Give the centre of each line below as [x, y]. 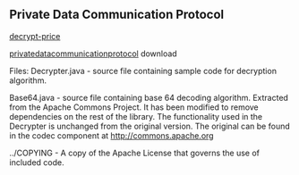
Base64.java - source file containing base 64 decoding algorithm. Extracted [149, 97]
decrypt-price [35, 36]
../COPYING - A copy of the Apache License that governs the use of [135, 153]
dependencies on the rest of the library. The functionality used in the [136, 116]
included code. [37, 162]
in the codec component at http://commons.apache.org [111, 135]
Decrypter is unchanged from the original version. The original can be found [149, 126]
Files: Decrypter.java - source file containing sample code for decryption [143, 71]
